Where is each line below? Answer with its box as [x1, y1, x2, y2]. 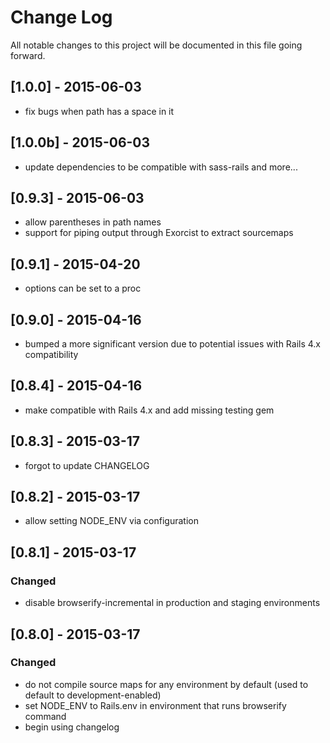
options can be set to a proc [24, 282, 142, 295]
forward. [10, 49, 46, 61]
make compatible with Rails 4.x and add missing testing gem [24, 404, 275, 416]
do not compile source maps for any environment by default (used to [24, 678, 309, 690]
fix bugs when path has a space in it [24, 105, 175, 117]
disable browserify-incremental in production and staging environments [24, 597, 321, 609]
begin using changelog [24, 721, 120, 733]
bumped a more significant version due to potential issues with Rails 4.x [24, 338, 322, 350]
